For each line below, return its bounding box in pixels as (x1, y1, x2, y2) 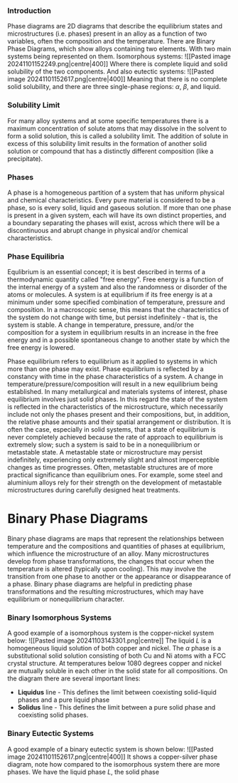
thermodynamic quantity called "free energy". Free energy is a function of (7, 275, 224, 284)
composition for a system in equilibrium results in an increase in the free (7, 328, 219, 337)
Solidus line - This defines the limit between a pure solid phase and (17, 703, 216, 712)
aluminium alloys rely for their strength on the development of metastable (7, 478, 222, 487)
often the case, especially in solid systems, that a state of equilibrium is (7, 425, 216, 434)
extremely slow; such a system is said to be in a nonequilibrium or (7, 440, 200, 449)
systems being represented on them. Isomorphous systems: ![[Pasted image (7, 52, 231, 61)
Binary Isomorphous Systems (7, 613, 112, 623)
